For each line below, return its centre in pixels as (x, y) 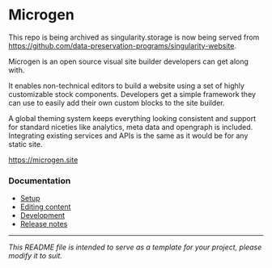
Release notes (44, 224)
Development (42, 216)
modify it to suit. (36, 256)
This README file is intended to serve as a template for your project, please (135, 247)
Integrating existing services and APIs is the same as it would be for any (128, 136)
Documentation (40, 181)
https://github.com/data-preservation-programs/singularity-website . (123, 45)
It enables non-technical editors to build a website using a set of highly (127, 86)
